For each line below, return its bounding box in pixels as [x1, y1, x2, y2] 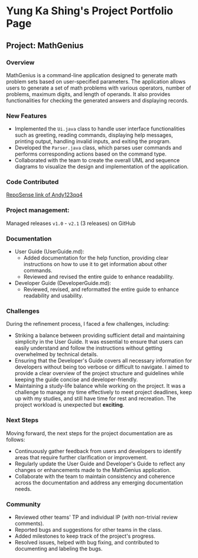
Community [6, 500, 41, 508]
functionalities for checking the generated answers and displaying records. [6, 97, 189, 104]
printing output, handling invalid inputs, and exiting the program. [14, 138, 171, 145]
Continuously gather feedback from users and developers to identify [14, 447, 182, 455]
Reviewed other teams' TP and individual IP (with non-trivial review [14, 513, 178, 521]
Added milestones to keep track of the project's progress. [14, 532, 155, 540]
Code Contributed [6, 178, 59, 186]
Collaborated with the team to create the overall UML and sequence [14, 157, 180, 164]
